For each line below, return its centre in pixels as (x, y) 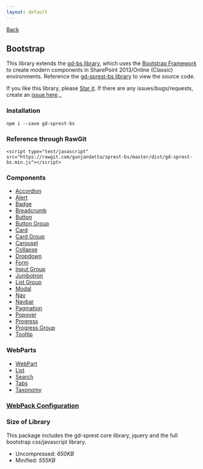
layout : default (27, 12)
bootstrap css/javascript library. (46, 441)
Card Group (30, 237)
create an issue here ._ (34, 95)
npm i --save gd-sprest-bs (41, 123)
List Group (28, 282)
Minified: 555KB (35, 460)
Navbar (24, 302)
